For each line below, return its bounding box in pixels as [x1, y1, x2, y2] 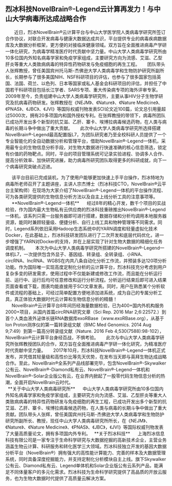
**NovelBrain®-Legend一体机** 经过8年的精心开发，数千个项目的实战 [11, 200, 166, 206]
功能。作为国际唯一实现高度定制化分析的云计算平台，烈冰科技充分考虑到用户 [5, 264, 167, 270]
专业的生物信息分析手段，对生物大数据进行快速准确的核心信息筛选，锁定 [14, 144, 167, 150]
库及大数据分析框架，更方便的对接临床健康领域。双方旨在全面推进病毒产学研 [5, 41, 167, 48]
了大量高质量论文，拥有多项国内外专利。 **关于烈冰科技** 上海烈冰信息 [5, 430, 165, 436]
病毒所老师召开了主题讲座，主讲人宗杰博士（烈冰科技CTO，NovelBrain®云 [5, 181, 162, 187]
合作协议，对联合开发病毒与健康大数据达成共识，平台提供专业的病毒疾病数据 [5, 35, 167, 41]
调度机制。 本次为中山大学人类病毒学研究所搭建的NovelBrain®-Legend [5, 245, 160, 251]
